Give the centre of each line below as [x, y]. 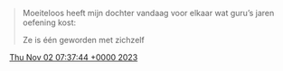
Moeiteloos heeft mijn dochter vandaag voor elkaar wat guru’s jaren [148, 13]
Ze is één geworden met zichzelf [83, 40]
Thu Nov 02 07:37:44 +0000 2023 [73, 57]
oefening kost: [49, 22]
